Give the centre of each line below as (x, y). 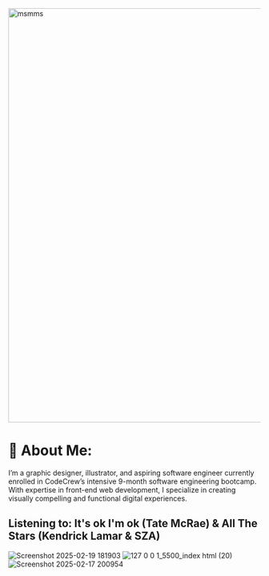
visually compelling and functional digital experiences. (98, 498)
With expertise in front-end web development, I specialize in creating (122, 489)
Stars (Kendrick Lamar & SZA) (84, 536)
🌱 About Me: (50, 450)
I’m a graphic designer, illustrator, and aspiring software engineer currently (131, 473)
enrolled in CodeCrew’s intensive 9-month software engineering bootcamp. (132, 481)
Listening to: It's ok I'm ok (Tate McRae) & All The (133, 523)
